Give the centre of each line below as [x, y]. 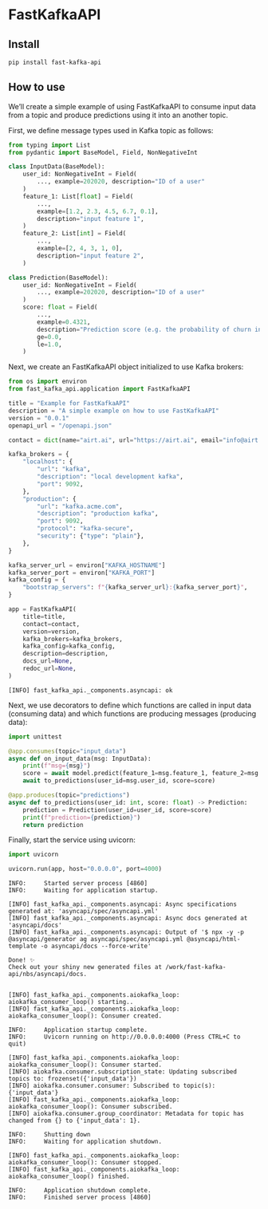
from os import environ [48, 382]
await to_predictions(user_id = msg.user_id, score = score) [119, 781]
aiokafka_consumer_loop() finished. [69, 1177]
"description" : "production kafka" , [98, 514]
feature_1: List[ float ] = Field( [78, 196]
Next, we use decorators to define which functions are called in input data [130, 705]
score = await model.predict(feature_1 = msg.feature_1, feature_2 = [135, 774]
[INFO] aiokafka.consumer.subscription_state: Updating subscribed [123, 1072]
